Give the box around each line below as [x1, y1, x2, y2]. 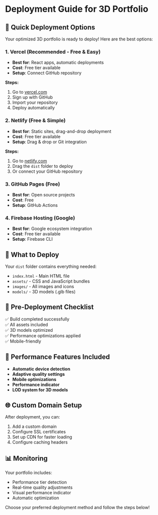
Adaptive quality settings [12, 371, 65, 377]
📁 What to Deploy [5, 250, 59, 259]
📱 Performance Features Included [5, 353, 110, 361]
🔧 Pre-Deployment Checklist [5, 303, 94, 311]
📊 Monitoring [5, 454, 48, 462]
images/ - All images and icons [12, 284, 75, 289]
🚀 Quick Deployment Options [5, 23, 96, 32]
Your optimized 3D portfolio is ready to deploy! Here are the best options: [5, 36, 153, 42]
